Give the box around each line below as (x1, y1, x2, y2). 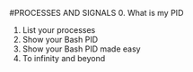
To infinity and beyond (22, 53, 106, 63)
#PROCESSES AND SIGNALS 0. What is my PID (9, 8, 184, 18)
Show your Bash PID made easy (22, 44, 141, 54)
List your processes (22, 25, 96, 35)
